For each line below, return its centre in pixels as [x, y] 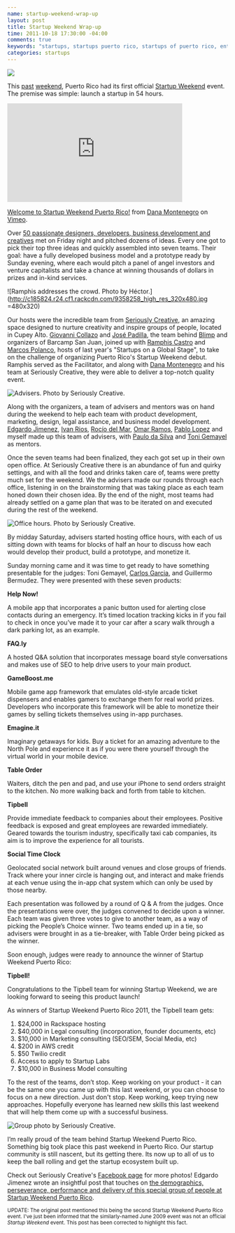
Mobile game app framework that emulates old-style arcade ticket [102, 691]
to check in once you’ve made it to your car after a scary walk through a [111, 622]
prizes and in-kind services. [47, 277]
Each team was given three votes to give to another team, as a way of [108, 918]
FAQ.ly [17, 644]
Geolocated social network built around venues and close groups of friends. [117, 867]
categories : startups [39, 53]
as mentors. [24, 444]
